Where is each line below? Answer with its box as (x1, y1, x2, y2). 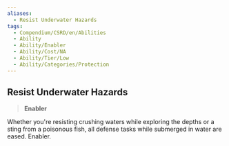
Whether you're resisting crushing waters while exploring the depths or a (7, 118, 215, 126)
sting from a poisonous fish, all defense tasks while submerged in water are (7, 125, 222, 134)
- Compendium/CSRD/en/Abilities (13, 29, 107, 36)
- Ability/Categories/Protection (13, 61, 110, 68)
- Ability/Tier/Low (13, 55, 70, 62)
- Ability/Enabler (13, 42, 67, 49)
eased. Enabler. (7, 132, 52, 141)
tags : (7, 23, 23, 29)
